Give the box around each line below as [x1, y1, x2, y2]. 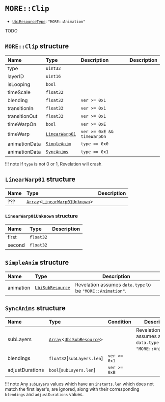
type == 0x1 [81, 149, 109, 155]
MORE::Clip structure [5, 42, 69, 51]
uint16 [46, 73, 61, 79]
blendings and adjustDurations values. [5, 392, 84, 398]
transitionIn [7, 105, 33, 111]
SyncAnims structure [5, 304, 66, 313]
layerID [7, 73, 24, 80]
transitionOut [7, 112, 38, 119]
